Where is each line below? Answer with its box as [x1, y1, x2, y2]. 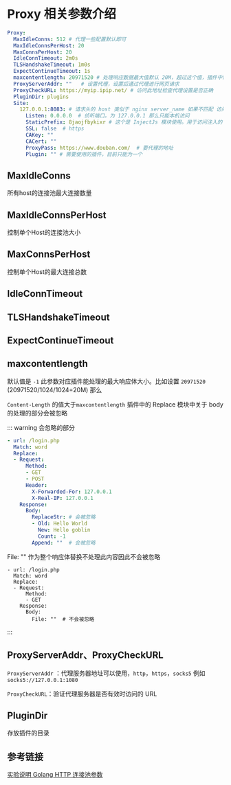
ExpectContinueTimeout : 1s [13, 68, 91, 75]
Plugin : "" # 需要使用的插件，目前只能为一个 [25, 150, 143, 158]
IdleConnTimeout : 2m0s [13, 55, 78, 62]
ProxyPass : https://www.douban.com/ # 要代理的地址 [25, 144, 174, 151]
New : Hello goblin [37, 527, 91, 534]
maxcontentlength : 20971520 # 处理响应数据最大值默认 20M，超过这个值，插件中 [13, 74, 223, 81]
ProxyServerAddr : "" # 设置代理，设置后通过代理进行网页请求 [13, 80, 180, 87]
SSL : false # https [25, 125, 85, 133]
